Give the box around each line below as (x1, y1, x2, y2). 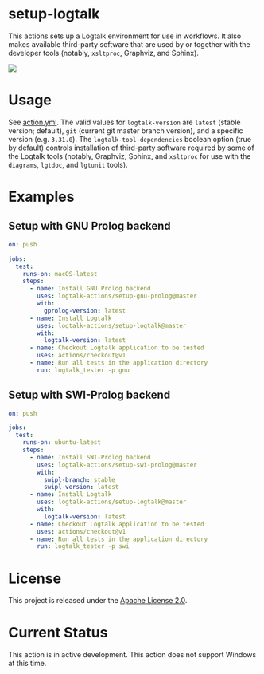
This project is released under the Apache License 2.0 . (8, 596, 188, 605)
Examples (8, 188, 75, 206)
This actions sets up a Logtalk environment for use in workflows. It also (8, 31, 242, 41)
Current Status (8, 624, 108, 642)
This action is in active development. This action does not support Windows (8, 650, 257, 660)
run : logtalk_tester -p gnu (37, 366, 130, 374)
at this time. (8, 659, 47, 668)
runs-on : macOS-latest (22, 270, 98, 278)
